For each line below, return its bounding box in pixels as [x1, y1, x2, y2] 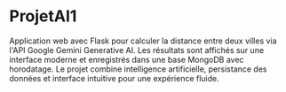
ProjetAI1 [9, 6, 77, 27]
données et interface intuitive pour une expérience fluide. [9, 73, 219, 83]
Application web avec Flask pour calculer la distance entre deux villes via [9, 35, 277, 46]
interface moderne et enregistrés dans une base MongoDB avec [9, 54, 244, 65]
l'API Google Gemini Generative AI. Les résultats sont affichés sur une [9, 44, 265, 55]
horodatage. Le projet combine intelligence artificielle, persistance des [9, 64, 267, 74]
